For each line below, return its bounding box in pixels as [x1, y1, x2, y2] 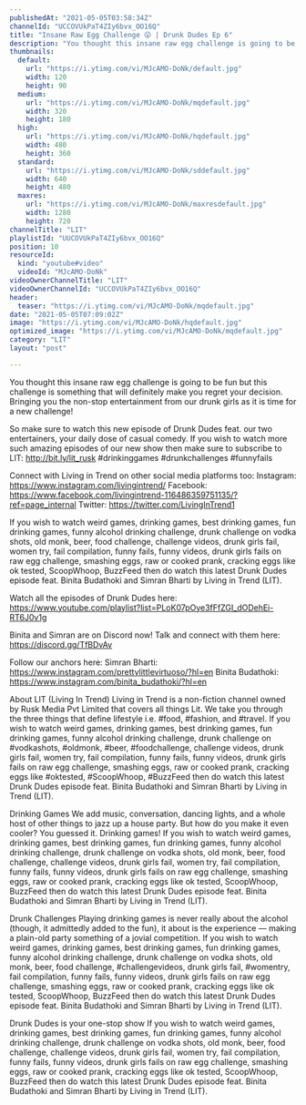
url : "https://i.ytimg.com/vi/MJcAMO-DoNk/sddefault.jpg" [25, 166, 250, 175]
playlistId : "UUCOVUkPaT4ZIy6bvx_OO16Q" [9, 233, 166, 242]
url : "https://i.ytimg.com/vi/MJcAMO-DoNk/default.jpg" [25, 65, 243, 74]
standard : [17, 157, 55, 167]
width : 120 [25, 73, 67, 82]
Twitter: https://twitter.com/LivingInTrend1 [78, 498, 235, 510]
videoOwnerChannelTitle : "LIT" [9, 276, 128, 285]
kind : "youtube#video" [17, 259, 104, 269]
